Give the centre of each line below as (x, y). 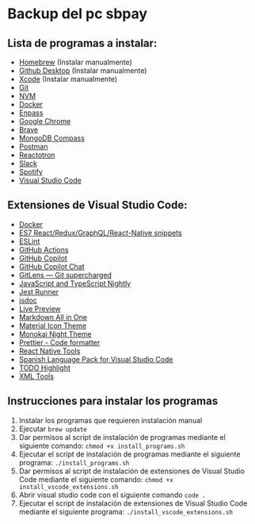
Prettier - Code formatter (59, 342)
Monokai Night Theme (55, 333)
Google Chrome (45, 121)
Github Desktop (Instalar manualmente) (83, 71)
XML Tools (36, 376)
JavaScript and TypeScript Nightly (75, 283)
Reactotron (37, 155)
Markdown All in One (53, 317)
